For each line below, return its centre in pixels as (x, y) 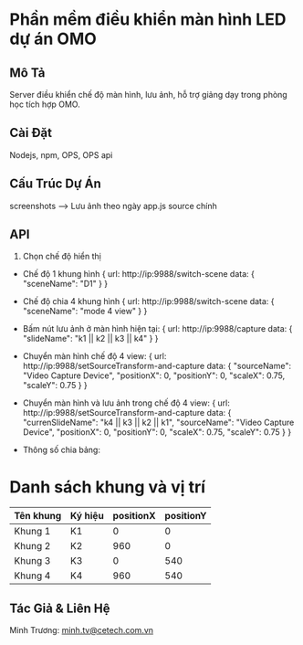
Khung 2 (32, 546)
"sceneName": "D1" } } (65, 284)
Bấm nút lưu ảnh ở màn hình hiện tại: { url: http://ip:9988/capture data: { (157, 329)
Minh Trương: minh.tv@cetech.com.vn (81, 630)
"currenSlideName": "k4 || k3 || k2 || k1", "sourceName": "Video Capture (158, 423)
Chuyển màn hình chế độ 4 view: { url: (94, 356)
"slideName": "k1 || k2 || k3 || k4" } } (90, 339)
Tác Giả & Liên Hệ (60, 608)
